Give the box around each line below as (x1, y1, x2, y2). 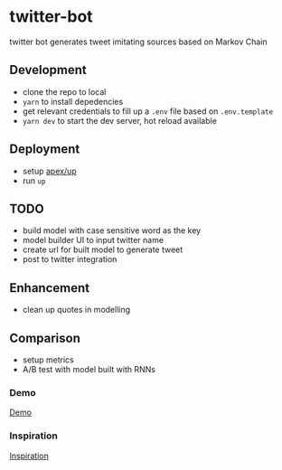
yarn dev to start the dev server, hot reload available (22, 115, 217, 126)
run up (22, 174, 46, 186)
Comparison (9, 330, 81, 345)
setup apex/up (22, 165, 77, 176)
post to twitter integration (22, 254, 117, 265)
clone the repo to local (22, 86, 107, 97)
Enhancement (9, 280, 90, 296)
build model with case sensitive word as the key (22, 225, 202, 236)
